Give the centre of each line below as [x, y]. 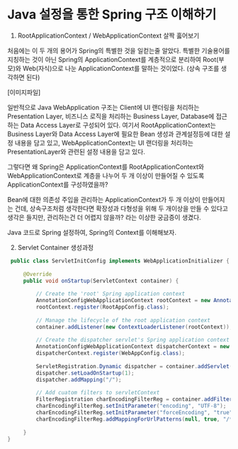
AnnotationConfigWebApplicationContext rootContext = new [123, 301]
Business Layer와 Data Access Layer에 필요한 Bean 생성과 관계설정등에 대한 [115, 134]
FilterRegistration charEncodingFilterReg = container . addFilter [134, 399]
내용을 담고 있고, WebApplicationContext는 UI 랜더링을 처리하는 [104, 143]
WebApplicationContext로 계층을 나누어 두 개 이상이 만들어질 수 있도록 [106, 175]
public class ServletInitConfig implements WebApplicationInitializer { [120, 261]
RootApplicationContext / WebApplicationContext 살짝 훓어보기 [108, 35]
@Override [38, 274]
